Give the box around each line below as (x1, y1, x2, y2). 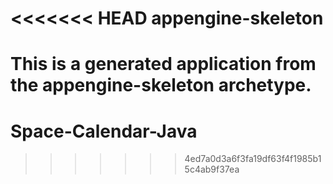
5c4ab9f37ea (184, 163, 240, 176)
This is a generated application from (10, 53, 317, 76)
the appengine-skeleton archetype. (10, 74, 312, 97)
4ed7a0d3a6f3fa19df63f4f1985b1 (184, 153, 322, 165)
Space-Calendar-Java (10, 120, 198, 142)
